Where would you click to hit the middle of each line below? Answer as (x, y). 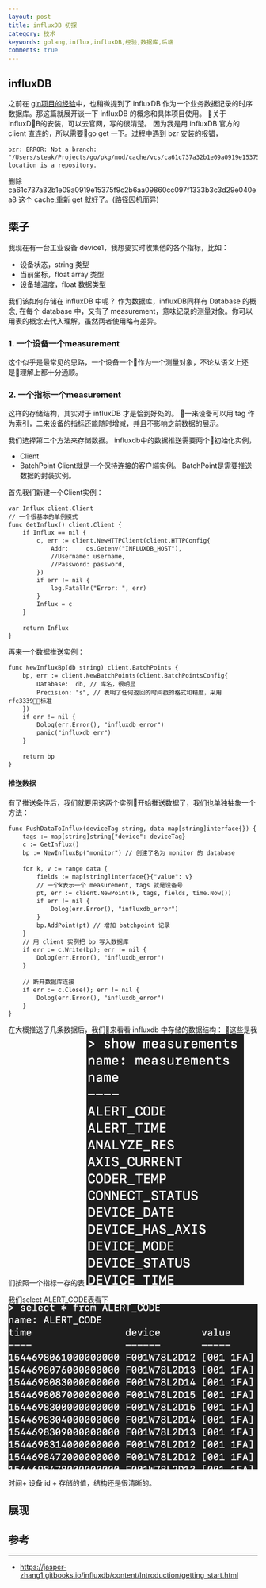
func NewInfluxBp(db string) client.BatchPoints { (93, 668)
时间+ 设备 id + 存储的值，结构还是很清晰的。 (82, 1483)
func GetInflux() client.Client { (65, 525)
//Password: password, (88, 565)
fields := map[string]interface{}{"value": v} (115, 877)
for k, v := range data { (65, 869)
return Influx (46, 628)
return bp (39, 757)
